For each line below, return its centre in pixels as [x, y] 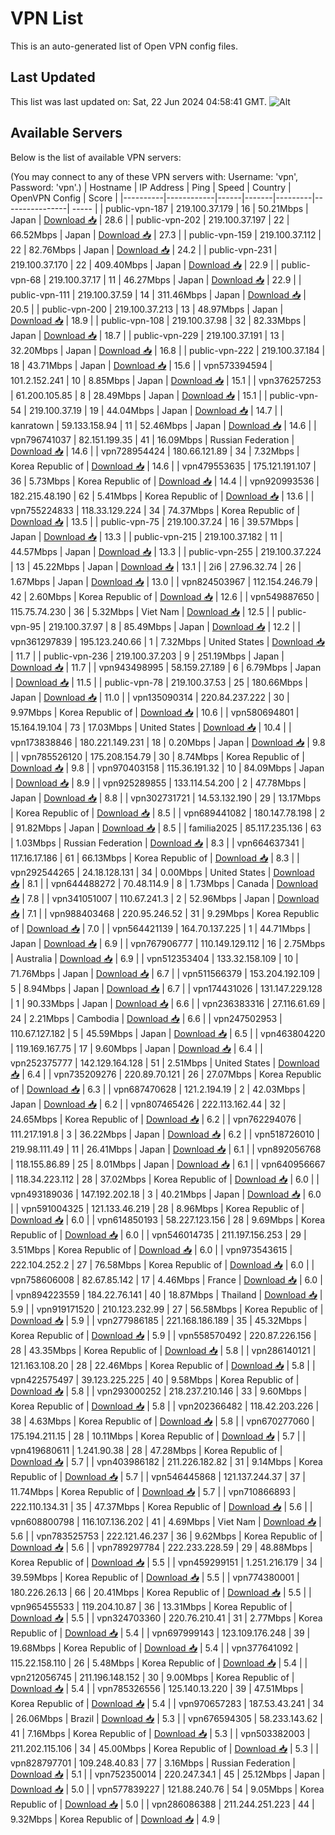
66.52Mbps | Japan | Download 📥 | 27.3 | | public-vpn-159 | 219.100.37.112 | [166, 234]
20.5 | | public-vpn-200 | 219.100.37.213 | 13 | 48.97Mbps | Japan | [147, 309]
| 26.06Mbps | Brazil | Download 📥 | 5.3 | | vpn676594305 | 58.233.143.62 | [166, 1718]
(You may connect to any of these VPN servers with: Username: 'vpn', [154, 176]
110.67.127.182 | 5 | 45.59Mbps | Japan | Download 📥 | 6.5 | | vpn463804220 [168, 1033]
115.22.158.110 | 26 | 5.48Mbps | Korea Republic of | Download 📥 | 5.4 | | [159, 1663]
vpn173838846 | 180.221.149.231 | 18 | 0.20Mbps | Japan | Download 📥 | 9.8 [168, 742]
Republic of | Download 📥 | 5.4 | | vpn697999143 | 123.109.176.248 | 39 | [160, 1633]
